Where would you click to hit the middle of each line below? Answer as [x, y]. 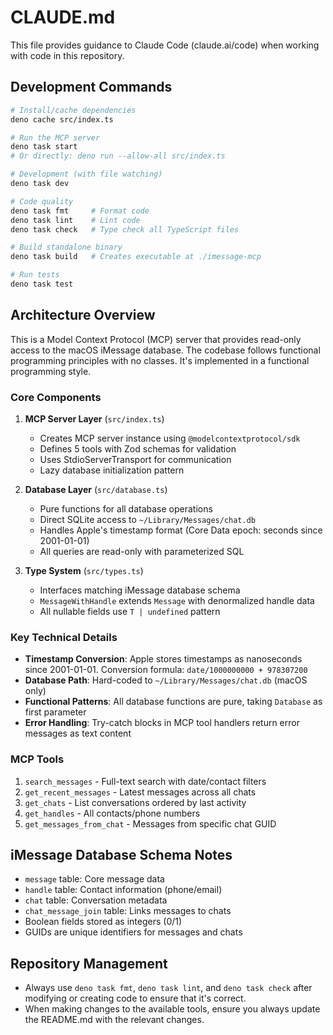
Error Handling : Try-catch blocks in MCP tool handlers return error [162, 723]
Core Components [56, 397]
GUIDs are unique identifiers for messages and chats [133, 932]
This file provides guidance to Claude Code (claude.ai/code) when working [165, 45]
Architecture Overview [83, 315]
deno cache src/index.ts [62, 119]
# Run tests [35, 275]
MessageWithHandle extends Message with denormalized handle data [177, 600]
